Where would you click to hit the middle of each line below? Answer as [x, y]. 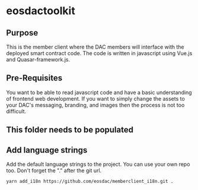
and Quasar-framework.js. [38, 59]
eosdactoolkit [41, 11]
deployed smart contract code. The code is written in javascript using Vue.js [99, 53]
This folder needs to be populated [70, 130]
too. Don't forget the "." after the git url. [54, 170]
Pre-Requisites [34, 78]
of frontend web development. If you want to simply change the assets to [95, 98]
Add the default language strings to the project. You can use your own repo [98, 165]
